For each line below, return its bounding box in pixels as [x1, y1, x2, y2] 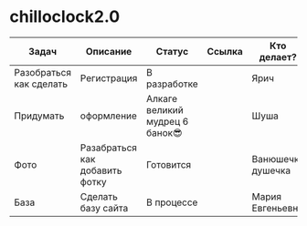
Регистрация [79, 71, 138, 84]
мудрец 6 [145, 115, 189, 128]
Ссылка [206, 45, 244, 57]
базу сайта [79, 201, 129, 214]
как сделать [14, 77, 69, 90]
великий [145, 103, 185, 116]
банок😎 [145, 126, 183, 139]
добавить [79, 164, 122, 177]
